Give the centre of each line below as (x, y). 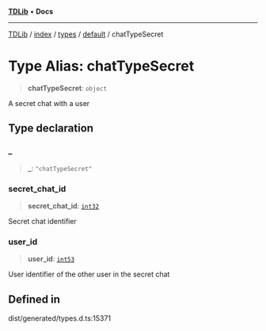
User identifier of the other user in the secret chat (89, 274)
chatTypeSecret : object (67, 88)
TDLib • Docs (31, 11)
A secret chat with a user (49, 103)
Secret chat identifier (42, 221)
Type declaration (51, 129)
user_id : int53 (51, 259)
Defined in (34, 299)
